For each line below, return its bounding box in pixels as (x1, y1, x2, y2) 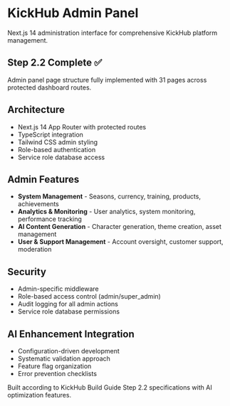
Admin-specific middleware (17, 284, 100, 293)
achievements (17, 200, 59, 208)
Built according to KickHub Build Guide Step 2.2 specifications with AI (7, 383, 212, 392)
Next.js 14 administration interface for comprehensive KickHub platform (7, 28, 218, 37)
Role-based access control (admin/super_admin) (17, 292, 162, 301)
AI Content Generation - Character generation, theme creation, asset (17, 223, 222, 231)
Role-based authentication (17, 145, 96, 154)
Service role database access (17, 153, 105, 161)
